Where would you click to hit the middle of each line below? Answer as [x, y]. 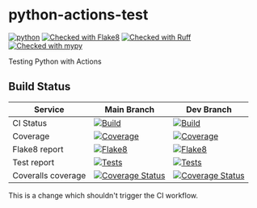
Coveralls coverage [49, 175]
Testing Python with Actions [55, 61]
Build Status [40, 87]
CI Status [29, 123]
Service [49, 109]
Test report [34, 162]
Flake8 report [38, 149]
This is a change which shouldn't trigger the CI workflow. [103, 195]
